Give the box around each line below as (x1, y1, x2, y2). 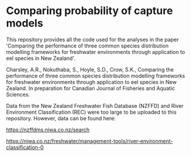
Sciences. (6, 91, 31, 98)
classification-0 (6, 144, 44, 151)
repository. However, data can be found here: (6, 114, 116, 121)
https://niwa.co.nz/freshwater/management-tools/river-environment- (6, 137, 173, 144)
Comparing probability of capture (6, 4, 173, 18)
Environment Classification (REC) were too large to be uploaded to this (6, 108, 177, 116)
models (6, 16, 43, 30)
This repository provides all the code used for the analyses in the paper (6, 36, 179, 43)
